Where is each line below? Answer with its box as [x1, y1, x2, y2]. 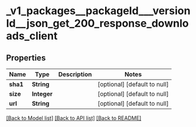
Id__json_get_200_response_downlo [6, 17, 189, 30]
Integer [31, 90, 53, 98]
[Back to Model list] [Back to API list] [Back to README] [6, 115, 142, 122]
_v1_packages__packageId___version [6, 4, 191, 18]
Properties [6, 53, 46, 63]
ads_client [6, 30, 58, 43]
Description [58, 70, 92, 78]
